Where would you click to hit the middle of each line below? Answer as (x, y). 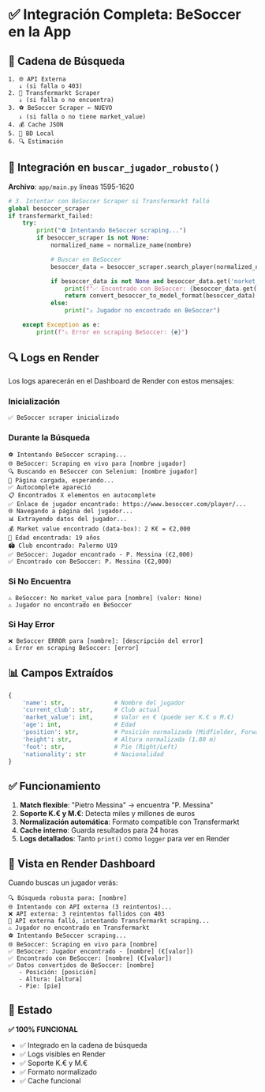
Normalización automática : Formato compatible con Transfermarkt (129, 822)
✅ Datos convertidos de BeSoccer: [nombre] (82, 965)
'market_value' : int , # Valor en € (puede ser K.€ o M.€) (129, 717)
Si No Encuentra (40, 581)
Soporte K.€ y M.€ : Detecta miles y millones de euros (107, 814)
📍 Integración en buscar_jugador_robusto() (114, 168)
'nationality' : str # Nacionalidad (93, 754)
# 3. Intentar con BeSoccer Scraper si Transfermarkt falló (109, 201)
